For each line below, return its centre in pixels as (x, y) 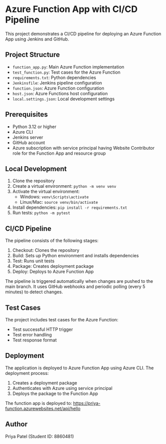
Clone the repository (33, 181)
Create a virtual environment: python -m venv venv (64, 186)
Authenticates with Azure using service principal (62, 388)
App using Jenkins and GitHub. (37, 39)
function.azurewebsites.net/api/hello (43, 408)
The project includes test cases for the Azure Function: (62, 320)
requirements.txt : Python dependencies (54, 77)
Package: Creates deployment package (53, 266)
